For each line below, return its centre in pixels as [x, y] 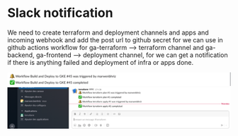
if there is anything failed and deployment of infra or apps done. [101, 62]
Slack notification [60, 13]
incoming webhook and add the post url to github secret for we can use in [115, 39]
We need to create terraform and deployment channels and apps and [108, 32]
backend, [21, 55]
